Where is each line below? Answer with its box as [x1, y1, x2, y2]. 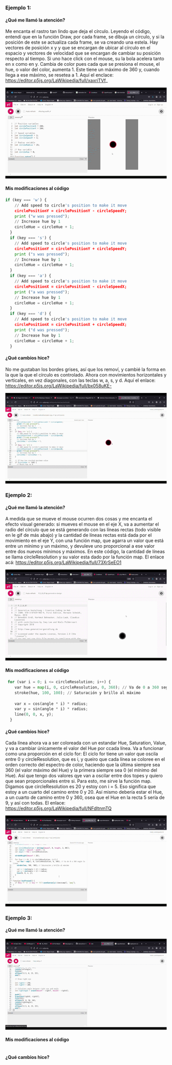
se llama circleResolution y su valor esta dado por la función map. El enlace [5, 554, 164, 560]
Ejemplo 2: [5, 492, 32, 499]
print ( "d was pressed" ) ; [14, 327, 70, 332]
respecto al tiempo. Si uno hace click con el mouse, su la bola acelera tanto [5, 55, 165, 62]
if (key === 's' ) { [10, 235, 52, 240]
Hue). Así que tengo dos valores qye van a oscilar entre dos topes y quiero [5, 773, 163, 779]
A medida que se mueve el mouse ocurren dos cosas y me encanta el [5, 516, 153, 522]
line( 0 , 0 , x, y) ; [14, 712, 54, 717]
